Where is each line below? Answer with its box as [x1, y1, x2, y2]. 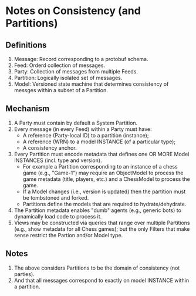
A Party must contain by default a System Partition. [13, 119, 138, 126]
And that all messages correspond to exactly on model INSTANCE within [13, 277, 189, 284]
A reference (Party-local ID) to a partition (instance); [22, 132, 149, 139]
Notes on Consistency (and [5, 4, 141, 18]
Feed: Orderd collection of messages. [13, 62, 106, 69]
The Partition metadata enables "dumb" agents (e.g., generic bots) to [13, 207, 181, 214]
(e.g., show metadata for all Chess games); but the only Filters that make [13, 225, 190, 233]
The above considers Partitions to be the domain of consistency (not [13, 264, 180, 271]
